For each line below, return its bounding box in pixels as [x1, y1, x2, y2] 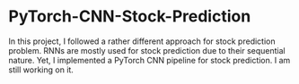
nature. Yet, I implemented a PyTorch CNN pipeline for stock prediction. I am [8, 55, 291, 65]
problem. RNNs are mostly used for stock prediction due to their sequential [8, 45, 286, 55]
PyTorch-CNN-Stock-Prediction [8, 6, 251, 27]
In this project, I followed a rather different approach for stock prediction [8, 36, 276, 46]
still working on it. [8, 64, 74, 75]
